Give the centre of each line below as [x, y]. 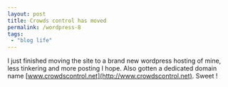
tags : [15, 34]
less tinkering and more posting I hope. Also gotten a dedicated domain [112, 68]
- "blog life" [31, 41]
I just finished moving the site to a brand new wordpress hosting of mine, [114, 61]
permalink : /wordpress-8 [44, 27]
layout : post [27, 14]
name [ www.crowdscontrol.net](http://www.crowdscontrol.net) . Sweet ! [113, 76]
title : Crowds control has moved [57, 21]
